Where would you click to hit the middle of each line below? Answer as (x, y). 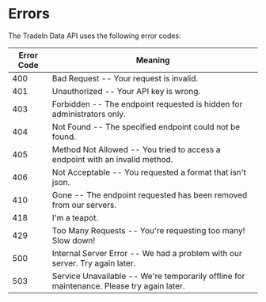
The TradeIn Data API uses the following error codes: (95, 36)
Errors (29, 14)
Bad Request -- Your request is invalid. (125, 78)
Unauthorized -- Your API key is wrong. (126, 91)
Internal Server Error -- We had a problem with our (147, 253)
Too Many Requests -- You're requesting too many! (148, 230)
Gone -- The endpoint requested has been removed (150, 194)
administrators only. (89, 114)
